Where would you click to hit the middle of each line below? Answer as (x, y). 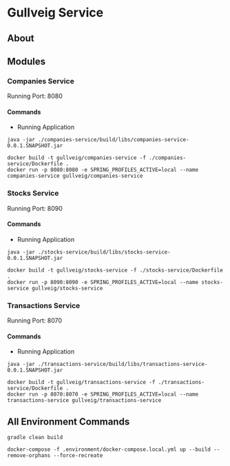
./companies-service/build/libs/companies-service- (113, 140)
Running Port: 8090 (35, 208)
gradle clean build (35, 438)
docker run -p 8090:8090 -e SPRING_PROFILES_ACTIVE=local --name (103, 282)
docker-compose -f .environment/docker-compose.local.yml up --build (109, 449)
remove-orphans (29, 456)
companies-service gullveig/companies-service (75, 176)
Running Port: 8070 (35, 321)
